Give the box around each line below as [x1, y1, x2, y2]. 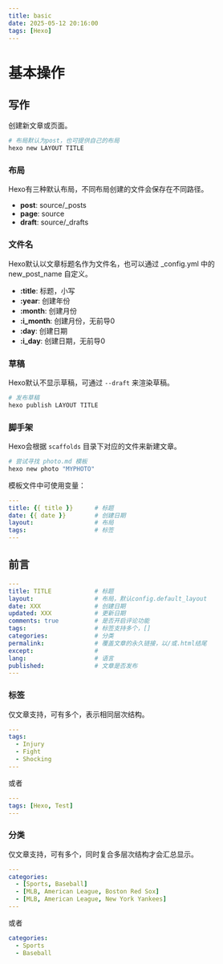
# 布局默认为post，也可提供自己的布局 [8, 137, 120, 145]
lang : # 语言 [8, 654, 114, 662]
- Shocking [15, 755, 52, 764]
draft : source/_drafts [19, 217, 89, 227]
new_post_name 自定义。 [8, 269, 92, 278]
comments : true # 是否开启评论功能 [8, 617, 150, 626]
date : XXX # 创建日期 [8, 602, 126, 610]
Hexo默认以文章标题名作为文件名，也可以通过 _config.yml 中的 [8, 258, 215, 269]
